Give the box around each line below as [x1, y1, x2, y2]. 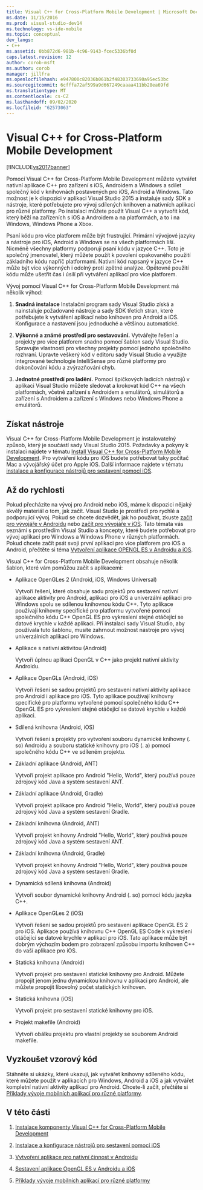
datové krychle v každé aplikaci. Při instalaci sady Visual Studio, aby [14, 620, 185, 627]
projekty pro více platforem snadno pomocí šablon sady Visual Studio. [14, 338, 190, 345]
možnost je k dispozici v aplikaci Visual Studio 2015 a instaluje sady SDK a [6, 194, 192, 202]
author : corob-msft [6, 59, 56, 65]
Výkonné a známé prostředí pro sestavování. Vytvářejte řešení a [14, 331, 179, 339]
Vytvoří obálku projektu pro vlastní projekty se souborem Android [14, 1031, 178, 1038]
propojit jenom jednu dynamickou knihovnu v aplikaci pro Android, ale [14, 977, 189, 985]
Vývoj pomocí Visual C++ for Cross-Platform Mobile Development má [6, 282, 179, 290]
